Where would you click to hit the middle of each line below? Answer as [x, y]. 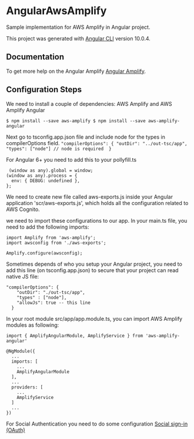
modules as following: [33, 325]
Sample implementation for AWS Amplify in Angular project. [78, 27]
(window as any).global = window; [51, 170]
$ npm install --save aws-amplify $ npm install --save [76, 121]
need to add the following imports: [48, 227]
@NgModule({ [21, 351]
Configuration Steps [44, 90]
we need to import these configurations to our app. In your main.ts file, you [97, 220]
